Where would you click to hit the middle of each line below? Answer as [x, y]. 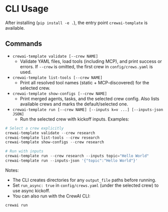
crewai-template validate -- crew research [50, 133]
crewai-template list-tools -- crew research [52, 138]
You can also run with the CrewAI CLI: [51, 196]
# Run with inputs [24, 151]
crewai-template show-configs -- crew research [55, 142]
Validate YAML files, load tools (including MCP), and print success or [91, 61]
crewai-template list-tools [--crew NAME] [57, 78]
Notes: [12, 170]
